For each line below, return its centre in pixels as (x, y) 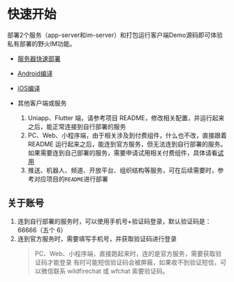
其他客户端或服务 (42, 103)
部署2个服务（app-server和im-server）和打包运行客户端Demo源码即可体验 (115, 35)
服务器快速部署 (39, 58)
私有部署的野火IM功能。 (42, 43)
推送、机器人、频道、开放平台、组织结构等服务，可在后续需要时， (123, 170)
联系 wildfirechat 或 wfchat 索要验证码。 (111, 271)
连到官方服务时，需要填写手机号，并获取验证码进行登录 (97, 239)
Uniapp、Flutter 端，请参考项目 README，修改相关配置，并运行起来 (126, 118)
